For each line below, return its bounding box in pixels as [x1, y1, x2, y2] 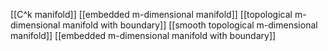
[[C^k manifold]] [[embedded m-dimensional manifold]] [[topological [10, 9, 293, 20]
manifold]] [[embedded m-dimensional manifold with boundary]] [10, 30, 277, 41]
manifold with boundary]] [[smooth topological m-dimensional [62, 19, 318, 31]
